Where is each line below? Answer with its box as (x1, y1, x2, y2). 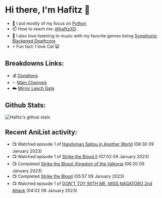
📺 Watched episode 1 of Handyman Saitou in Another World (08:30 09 (12, 141, 154, 147)
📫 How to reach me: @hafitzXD (12, 26, 76, 32)
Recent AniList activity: (5, 128, 78, 136)
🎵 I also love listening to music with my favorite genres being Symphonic (12, 33, 158, 38)
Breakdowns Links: (5, 59, 64, 67)
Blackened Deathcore (12, 38, 56, 44)
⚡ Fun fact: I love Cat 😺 (12, 43, 60, 49)
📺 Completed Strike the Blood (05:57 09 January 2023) (12, 173, 125, 179)
